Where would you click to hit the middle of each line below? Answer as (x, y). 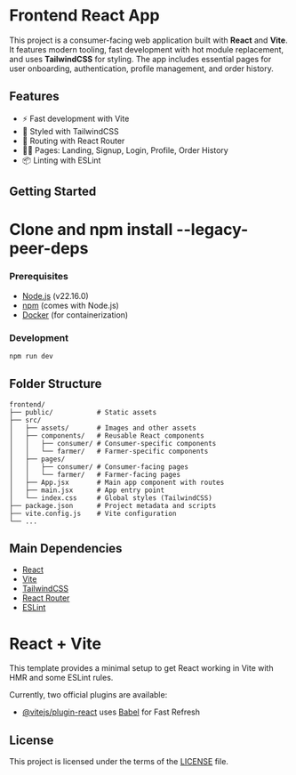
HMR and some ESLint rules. (61, 678)
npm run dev (31, 356)
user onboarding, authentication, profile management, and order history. (141, 69)
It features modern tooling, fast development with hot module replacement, (147, 49)
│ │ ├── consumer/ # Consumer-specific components (113, 443)
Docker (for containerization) (75, 315)
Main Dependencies (66, 549)
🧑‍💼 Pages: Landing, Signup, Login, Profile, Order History (125, 150)
